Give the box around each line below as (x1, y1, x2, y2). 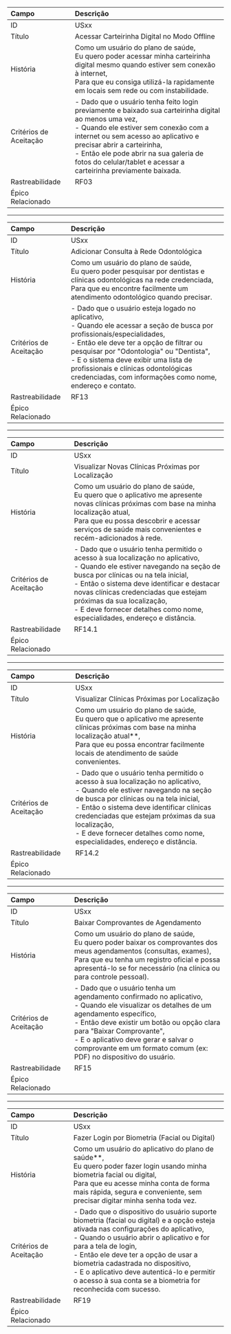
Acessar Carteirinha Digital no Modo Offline (74, 32, 215, 41)
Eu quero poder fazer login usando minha (73, 1161, 208, 1171)
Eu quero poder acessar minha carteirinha (74, 52, 211, 61)
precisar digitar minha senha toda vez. (73, 1196, 197, 1205)
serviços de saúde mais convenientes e (74, 525, 201, 534)
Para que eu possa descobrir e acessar (74, 516, 201, 525)
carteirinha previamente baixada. (74, 166, 181, 175)
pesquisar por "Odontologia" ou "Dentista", (71, 347, 211, 356)
